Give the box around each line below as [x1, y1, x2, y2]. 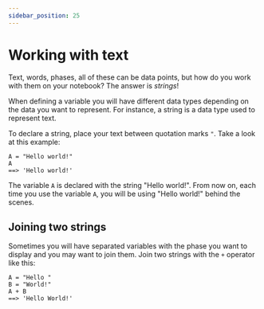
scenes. [8, 197, 34, 207]
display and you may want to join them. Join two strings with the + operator [8, 250, 255, 260]
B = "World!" [8, 280, 52, 289]
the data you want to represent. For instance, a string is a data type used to [8, 104, 255, 114]
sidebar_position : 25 [8, 11, 81, 20]
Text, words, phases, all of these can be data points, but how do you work [8, 72, 251, 82]
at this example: [8, 137, 61, 147]
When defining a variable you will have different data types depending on [8, 96, 250, 106]
